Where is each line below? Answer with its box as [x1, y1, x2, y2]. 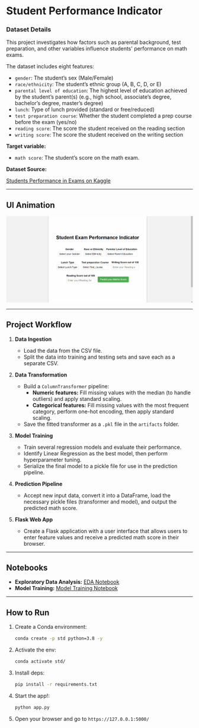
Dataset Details [6, 26, 52, 34]
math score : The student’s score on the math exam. [14, 154, 140, 162]
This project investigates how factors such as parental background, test [6, 39, 181, 46]
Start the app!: [14, 692, 50, 699]
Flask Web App [14, 515, 53, 523]
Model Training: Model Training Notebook [14, 585, 118, 592]
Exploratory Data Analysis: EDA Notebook [14, 578, 120, 585]
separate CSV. [23, 359, 59, 366]
